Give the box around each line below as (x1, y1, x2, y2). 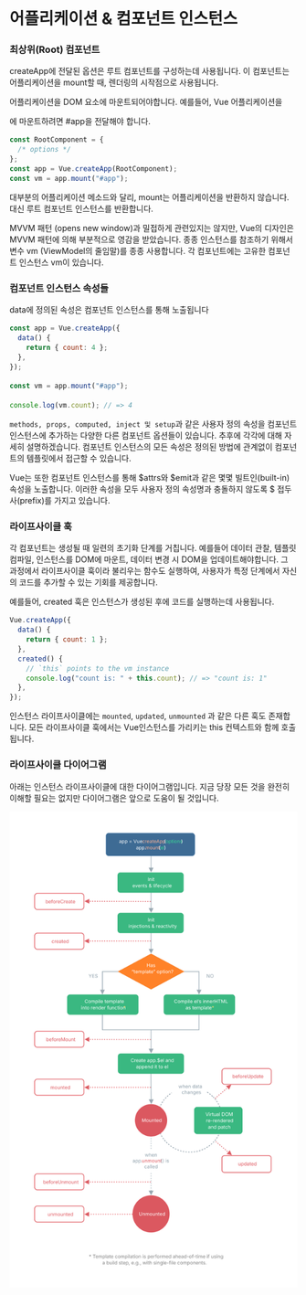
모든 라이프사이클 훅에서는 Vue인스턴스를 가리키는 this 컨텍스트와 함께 (28, 722, 280, 733)
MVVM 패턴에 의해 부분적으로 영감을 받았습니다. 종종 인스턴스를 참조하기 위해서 (9, 234, 294, 245)
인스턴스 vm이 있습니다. (18, 257, 104, 268)
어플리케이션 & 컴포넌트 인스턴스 (9, 8, 238, 29)
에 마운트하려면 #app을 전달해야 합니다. (9, 116, 151, 127)
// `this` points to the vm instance (26, 663, 170, 673)
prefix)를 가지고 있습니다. (19, 495, 111, 506)
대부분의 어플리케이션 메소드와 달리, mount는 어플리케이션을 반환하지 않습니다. (9, 191, 290, 202)
